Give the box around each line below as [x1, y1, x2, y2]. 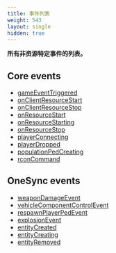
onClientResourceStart [17, 96, 83, 104]
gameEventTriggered [17, 88, 78, 97]
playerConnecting [17, 133, 69, 141]
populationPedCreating [17, 147, 84, 156]
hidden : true [7, 29, 45, 37]
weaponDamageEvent [17, 193, 81, 202]
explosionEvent [17, 215, 62, 224]
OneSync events [7, 175, 81, 187]
